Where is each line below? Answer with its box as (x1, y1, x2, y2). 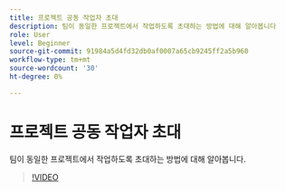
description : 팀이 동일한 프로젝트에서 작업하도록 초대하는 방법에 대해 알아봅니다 (9, 22, 277, 31)
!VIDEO (31, 171, 59, 182)
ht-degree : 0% (9, 72, 63, 81)
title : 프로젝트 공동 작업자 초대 (9, 13, 119, 23)
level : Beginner (9, 38, 71, 48)
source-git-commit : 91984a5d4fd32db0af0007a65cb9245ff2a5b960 (9, 47, 249, 56)
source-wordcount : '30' (9, 64, 100, 73)
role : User (9, 30, 51, 39)
